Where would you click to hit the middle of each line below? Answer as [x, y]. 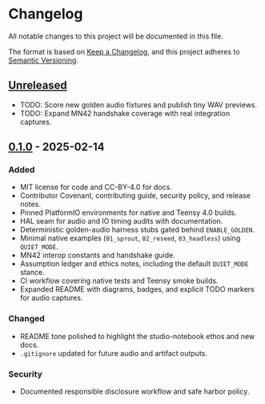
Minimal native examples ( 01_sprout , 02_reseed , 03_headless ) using [130, 238]
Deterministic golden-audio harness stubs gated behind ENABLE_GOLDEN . [137, 230]
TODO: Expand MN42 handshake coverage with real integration [125, 113]
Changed [27, 319]
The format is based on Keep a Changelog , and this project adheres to [124, 51]
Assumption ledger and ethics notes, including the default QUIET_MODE [134, 264]
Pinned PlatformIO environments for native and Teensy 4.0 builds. [128, 212]
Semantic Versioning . [43, 60]
